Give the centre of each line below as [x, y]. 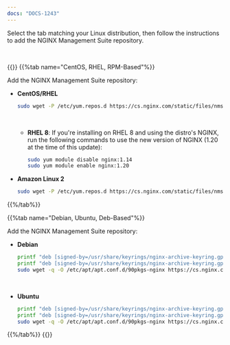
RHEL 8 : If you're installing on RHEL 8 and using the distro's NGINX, [123, 132]
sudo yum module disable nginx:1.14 [80, 159]
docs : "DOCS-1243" [33, 13]
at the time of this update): [65, 147]
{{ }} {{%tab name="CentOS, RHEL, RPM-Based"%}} [81, 67]
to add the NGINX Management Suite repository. [76, 40]
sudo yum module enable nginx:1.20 [78, 166]
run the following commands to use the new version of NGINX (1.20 [123, 140]
